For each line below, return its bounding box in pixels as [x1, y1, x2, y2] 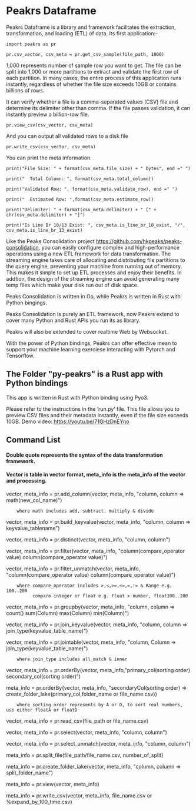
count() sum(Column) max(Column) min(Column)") [6, 609, 129, 616]
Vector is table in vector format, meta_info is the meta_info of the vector [6, 471, 186, 478]
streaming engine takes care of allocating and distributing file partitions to [6, 256, 185, 263]
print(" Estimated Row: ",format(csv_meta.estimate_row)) [6, 196, 154, 202]
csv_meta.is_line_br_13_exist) [6, 227, 83, 233]
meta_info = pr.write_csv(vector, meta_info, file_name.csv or [6, 792, 152, 799]
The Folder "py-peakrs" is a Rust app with [6, 369, 164, 379]
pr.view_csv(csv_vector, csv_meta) [6, 122, 94, 128]
